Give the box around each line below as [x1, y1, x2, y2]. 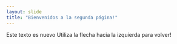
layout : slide [6, 8, 42, 15]
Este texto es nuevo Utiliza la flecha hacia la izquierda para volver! [6, 31, 172, 38]
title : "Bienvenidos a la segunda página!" [6, 14, 118, 20]
